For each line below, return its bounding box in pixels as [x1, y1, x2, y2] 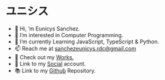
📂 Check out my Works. [14, 53, 74, 60]
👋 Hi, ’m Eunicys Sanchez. [14, 24, 80, 32]
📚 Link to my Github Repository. [14, 67, 96, 74]
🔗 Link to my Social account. [14, 60, 86, 67]
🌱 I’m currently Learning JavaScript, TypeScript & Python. [14, 38, 160, 45]
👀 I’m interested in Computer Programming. [14, 31, 124, 38]
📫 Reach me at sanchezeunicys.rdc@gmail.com [14, 45, 136, 52]
